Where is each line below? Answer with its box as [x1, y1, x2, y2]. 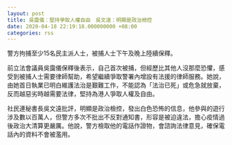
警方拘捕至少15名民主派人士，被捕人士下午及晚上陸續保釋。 [7, 49, 177, 57]
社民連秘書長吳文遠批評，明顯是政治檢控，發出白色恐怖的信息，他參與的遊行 [7, 104, 225, 113]
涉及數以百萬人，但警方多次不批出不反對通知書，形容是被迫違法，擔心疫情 [7, 113, 219, 122]
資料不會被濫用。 [25, 130, 74, 139]
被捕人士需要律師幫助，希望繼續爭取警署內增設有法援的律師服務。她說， [19, 72, 225, 81]
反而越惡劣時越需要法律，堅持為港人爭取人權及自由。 [7, 90, 159, 98]
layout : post [7, 10, 45, 17]
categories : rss [7, 29, 54, 37]
